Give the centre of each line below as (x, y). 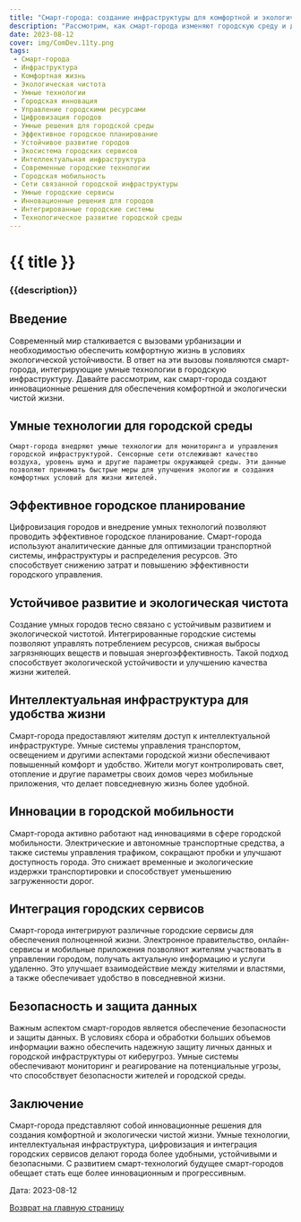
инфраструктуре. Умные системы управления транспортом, (125, 745)
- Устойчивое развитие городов (71, 143)
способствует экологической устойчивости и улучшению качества (138, 662)
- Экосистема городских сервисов (76, 151)
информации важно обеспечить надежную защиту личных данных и (141, 1047)
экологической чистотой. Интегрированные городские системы (133, 634)
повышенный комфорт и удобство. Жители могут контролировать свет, (146, 764)
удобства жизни (57, 714)
